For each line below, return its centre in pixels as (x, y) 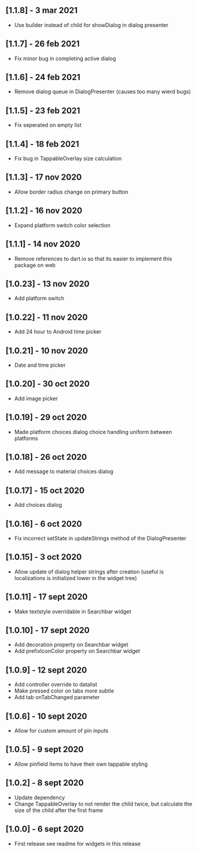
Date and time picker (40, 365)
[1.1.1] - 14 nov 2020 (43, 244)
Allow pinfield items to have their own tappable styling (81, 764)
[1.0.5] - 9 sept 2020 (45, 749)
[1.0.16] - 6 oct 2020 (44, 524)
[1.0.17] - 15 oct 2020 (45, 490)
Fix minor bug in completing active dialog (65, 58)
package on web (35, 265)
